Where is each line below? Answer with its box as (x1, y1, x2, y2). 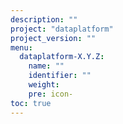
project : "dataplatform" (10, 24, 114, 34)
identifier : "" (28, 71, 92, 81)
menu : (10, 42, 33, 53)
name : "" (28, 61, 65, 71)
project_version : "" (10, 33, 97, 43)
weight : (28, 80, 60, 90)
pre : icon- (28, 89, 74, 99)
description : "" (10, 14, 78, 25)
